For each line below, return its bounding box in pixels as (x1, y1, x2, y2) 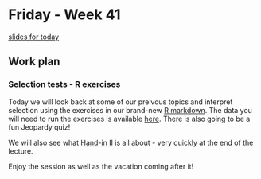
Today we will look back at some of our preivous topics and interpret (8, 97, 233, 107)
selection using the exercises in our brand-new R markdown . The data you (8, 105, 253, 115)
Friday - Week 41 (8, 6, 121, 24)
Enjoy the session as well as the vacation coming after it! (8, 161, 194, 171)
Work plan (8, 55, 60, 68)
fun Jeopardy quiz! (8, 122, 71, 132)
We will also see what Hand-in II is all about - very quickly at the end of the (8, 138, 254, 147)
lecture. (8, 146, 33, 156)
